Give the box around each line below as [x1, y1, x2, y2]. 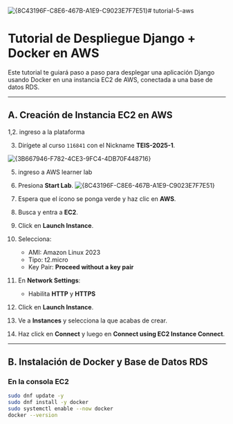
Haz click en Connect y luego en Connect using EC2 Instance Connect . [17, 329, 225, 338]
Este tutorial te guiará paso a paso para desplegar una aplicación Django [8, 68, 215, 76]
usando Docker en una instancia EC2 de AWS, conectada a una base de [8, 75, 213, 84]
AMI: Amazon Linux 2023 [28, 248, 101, 256]
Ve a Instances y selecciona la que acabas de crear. [17, 316, 168, 325]
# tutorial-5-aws [147, 7, 194, 15]
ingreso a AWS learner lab [17, 168, 93, 176]
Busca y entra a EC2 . [17, 208, 78, 216]
